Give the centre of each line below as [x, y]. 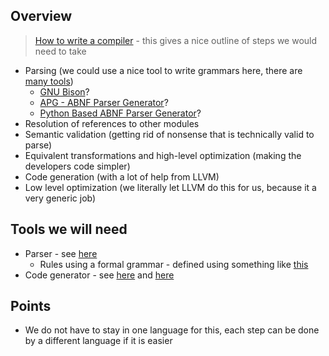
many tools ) [49, 81]
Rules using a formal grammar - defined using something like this [174, 264]
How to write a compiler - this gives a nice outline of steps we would [176, 40]
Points [31, 306]
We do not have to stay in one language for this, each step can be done [172, 330]
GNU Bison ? [64, 91]
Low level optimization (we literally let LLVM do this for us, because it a [170, 187]
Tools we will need [69, 229]
